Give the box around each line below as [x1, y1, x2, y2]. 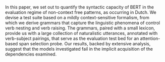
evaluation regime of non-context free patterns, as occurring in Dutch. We [5, 9, 157, 15]
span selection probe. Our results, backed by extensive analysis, [19, 41, 151, 46]
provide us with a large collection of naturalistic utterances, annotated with [5, 31, 158, 36]
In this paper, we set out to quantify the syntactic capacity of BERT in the [5, 4, 154, 10]
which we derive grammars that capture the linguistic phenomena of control [5, 20, 160, 26]
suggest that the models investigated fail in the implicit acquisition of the [5, 46, 153, 52]
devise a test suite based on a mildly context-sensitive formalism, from [5, 15, 150, 20]
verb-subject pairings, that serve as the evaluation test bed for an [5, 35, 139, 41]
